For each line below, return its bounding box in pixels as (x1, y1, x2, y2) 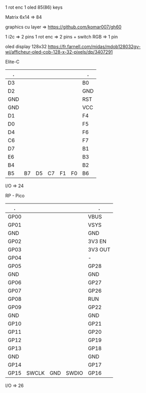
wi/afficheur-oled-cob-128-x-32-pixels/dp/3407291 (5, 49, 113, 55)
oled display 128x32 (5, 44, 47, 50)
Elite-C (5, 59, 20, 65)
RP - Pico (5, 192, 25, 199)
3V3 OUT (88, 246, 111, 253)
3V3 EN (88, 238, 107, 245)
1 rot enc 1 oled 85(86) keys (5, 5, 63, 10)
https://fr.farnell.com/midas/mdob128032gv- (47, 44, 141, 50)
